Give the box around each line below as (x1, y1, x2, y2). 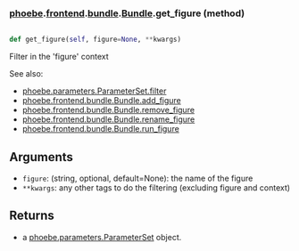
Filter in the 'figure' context (9, 52, 109, 62)
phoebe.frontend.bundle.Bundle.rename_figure (21, 114, 195, 125)
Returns (9, 208, 55, 223)
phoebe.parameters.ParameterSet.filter (21, 85, 167, 96)
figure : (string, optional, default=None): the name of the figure (21, 173, 253, 183)
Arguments (9, 150, 74, 165)
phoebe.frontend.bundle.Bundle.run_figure (21, 124, 180, 134)
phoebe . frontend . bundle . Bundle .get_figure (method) (9, 7, 245, 20)
